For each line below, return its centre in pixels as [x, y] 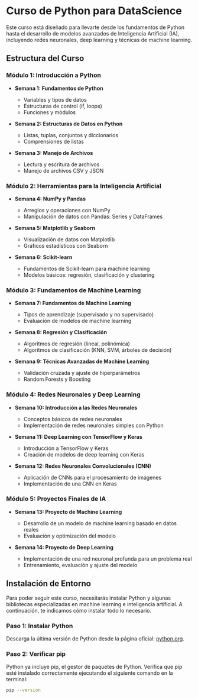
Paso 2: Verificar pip [36, 653]
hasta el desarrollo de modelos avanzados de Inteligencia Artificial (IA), [93, 33]
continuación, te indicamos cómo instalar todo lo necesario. [79, 610]
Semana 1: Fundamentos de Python [59, 88]
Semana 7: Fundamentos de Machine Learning [73, 303]
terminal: [17, 679]
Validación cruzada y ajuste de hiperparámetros [82, 373]
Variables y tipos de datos [55, 99]
